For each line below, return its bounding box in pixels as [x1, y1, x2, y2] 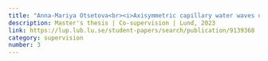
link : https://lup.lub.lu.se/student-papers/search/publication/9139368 [8, 26, 255, 34]
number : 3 [8, 41, 41, 49]
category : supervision [8, 33, 84, 42]
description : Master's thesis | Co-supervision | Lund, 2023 [8, 19, 216, 27]
